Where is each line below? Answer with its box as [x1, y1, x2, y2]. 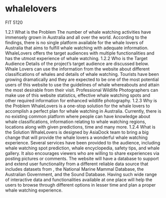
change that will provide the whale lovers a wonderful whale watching [5, 134, 148, 140]
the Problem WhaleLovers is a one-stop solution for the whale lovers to [5, 103, 150, 109]
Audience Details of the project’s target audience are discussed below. [5, 61, 150, 66]
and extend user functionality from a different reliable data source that [5, 161, 149, 167]
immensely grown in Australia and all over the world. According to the [5, 34, 147, 40]
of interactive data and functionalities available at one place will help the [5, 177, 153, 183]
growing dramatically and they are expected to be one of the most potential [5, 76, 159, 82]
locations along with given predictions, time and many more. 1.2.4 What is [5, 124, 156, 130]
